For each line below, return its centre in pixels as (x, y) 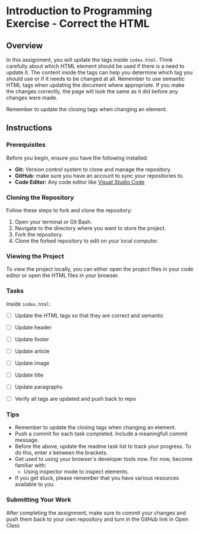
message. (27, 440)
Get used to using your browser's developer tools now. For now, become (104, 459)
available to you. (35, 484)
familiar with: (30, 466)
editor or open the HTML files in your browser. (63, 275)
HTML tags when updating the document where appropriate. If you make (95, 85)
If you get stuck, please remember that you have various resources (97, 478)
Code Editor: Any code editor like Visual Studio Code (80, 182)
